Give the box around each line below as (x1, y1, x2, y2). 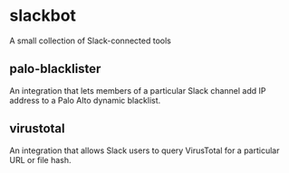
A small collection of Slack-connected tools (9, 35, 172, 46)
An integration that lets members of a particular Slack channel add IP (9, 85, 266, 96)
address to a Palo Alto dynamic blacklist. (9, 95, 161, 105)
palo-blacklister (9, 61, 101, 77)
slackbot (9, 5, 77, 26)
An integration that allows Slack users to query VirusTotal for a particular (9, 145, 280, 156)
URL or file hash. (9, 154, 72, 165)
